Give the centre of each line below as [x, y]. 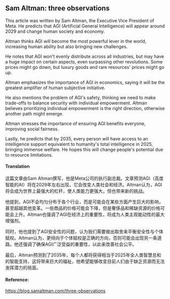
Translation [17, 166]
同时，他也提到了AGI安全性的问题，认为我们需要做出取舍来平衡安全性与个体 [84, 232]
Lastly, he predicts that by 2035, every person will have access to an [77, 138]
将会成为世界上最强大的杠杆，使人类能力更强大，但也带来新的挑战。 [76, 191]
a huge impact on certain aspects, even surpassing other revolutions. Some [84, 62]
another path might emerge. [34, 114]
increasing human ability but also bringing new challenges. [67, 46]
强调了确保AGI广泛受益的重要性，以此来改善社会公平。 [80, 244]
